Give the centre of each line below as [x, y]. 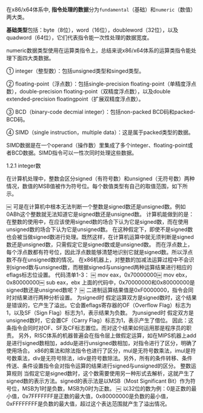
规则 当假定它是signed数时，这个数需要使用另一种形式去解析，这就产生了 [103, 373]
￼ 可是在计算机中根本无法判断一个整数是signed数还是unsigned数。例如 [96, 207]
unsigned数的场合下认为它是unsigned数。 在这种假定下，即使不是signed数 [100, 229]
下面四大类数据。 [33, 58]
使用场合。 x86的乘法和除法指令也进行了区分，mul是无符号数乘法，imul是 [98, 351]
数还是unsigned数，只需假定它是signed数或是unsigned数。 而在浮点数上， [100, 244]
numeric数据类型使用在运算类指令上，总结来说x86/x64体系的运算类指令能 [99, 50]
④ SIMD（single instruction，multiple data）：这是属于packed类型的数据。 [100, 132]
